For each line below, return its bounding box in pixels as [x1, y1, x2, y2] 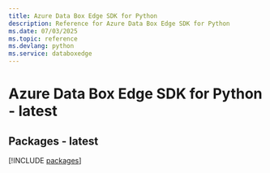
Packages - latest [8, 134, 99, 148]
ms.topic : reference [8, 34, 79, 43]
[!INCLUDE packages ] [8, 156, 82, 165]
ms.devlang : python [8, 42, 75, 50]
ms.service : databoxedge [8, 50, 92, 58]
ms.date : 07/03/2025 [8, 27, 79, 35]
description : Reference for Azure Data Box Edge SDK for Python [8, 19, 230, 28]
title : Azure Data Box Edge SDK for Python [8, 11, 158, 20]
